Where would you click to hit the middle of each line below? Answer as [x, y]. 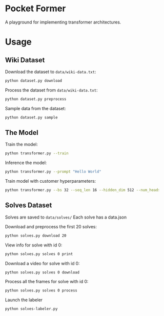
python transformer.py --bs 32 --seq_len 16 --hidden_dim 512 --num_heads [83, 190]
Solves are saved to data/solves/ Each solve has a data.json [66, 217]
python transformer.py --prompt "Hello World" [53, 172]
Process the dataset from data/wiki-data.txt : [51, 90]
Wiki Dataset [25, 60]
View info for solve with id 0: [34, 245]
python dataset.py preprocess [36, 99]
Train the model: [21, 145]
